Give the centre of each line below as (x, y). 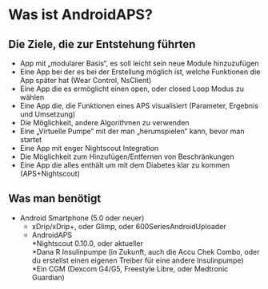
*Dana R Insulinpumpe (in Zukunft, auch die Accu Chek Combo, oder (146, 251)
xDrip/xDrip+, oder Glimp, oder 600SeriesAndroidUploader (129, 226)
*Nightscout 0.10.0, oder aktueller (88, 243)
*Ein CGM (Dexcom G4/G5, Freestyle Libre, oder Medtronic (130, 268)
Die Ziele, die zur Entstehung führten (102, 44)
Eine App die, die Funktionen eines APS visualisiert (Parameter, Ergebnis (139, 106)
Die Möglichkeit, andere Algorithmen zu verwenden (104, 123)
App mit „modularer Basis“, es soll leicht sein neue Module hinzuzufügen (139, 63)
